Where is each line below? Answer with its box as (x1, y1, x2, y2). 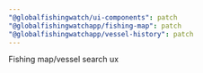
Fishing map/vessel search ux (8, 54, 119, 65)
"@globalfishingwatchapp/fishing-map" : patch (8, 21, 181, 30)
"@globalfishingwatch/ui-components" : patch (8, 12, 178, 22)
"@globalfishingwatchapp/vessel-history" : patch (8, 29, 194, 38)
